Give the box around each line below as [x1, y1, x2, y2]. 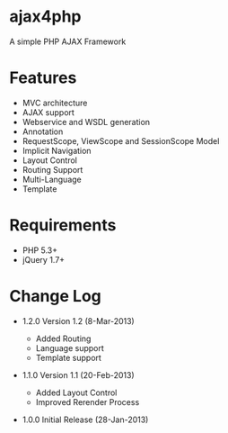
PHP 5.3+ [22, 245, 58, 256]
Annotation [22, 126, 64, 137]
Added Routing [35, 333, 92, 344]
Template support [35, 352, 101, 363]
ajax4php [9, 6, 83, 27]
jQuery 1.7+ [22, 254, 66, 265]
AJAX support [22, 106, 75, 118]
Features [9, 68, 77, 88]
